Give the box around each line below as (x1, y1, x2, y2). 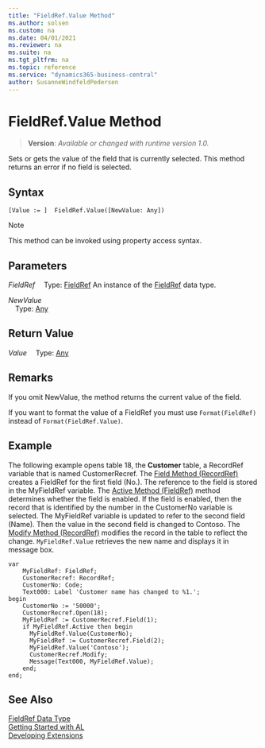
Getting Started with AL (8, 723, 85, 732)
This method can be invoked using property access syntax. (8, 236, 202, 246)
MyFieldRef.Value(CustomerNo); (29, 630, 133, 638)
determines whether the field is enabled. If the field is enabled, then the (8, 494, 242, 503)
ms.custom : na (8, 26, 56, 34)
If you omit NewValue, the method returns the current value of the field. (8, 392, 242, 401)
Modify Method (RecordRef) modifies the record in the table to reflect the (8, 528, 248, 537)
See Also (8, 692, 53, 706)
